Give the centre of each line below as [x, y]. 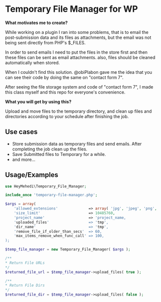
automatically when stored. [32, 62]
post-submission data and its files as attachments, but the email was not [78, 37]
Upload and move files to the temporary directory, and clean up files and [79, 111]
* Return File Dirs [25, 286]
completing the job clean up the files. [50, 149]
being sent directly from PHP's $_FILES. [45, 42]
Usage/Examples [32, 175]
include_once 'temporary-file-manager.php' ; [51, 195]
